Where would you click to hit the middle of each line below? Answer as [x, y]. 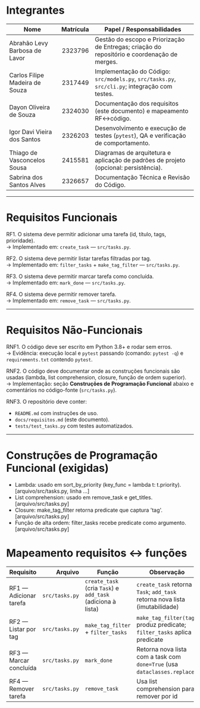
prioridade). [21, 240]
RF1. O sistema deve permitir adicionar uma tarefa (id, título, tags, [86, 234]
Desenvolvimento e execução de [140, 128]
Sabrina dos [26, 177]
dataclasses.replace [165, 672]
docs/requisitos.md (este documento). [62, 419]
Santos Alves [27, 184]
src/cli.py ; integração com [134, 86]
